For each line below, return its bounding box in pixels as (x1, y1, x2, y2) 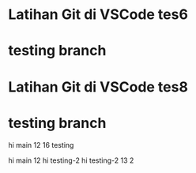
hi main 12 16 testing (8, 140, 74, 149)
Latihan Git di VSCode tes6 (8, 6, 188, 24)
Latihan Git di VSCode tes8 (8, 77, 188, 96)
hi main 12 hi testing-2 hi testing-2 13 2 (8, 156, 134, 165)
